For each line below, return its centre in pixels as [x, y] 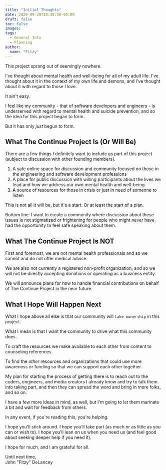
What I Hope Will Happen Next [53, 304]
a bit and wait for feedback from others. [46, 407]
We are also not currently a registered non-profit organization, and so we [80, 268]
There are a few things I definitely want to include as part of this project [79, 154]
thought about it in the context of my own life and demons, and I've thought [83, 81]
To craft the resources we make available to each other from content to [78, 346]
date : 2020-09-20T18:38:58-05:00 [40, 15]
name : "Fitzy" [24, 52]
